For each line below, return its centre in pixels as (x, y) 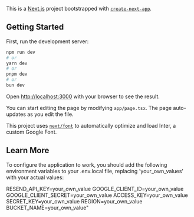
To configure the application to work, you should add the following (87, 164)
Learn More (28, 150)
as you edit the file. (50, 114)
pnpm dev (17, 74)
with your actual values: (35, 177)
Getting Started (35, 27)
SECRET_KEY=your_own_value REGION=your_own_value (74, 201)
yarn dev (17, 63)
